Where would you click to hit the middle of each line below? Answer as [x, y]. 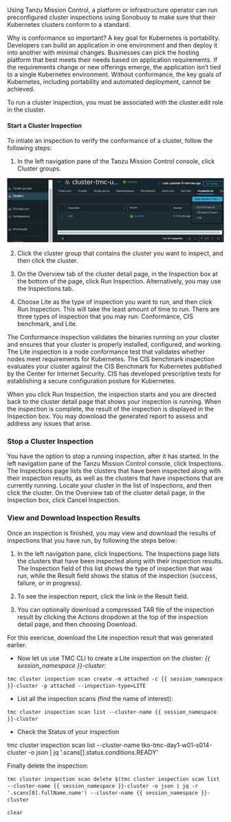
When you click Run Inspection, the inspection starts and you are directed [112, 394]
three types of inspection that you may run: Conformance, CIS [105, 316]
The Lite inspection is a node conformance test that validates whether [106, 352]
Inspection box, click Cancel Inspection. [64, 500]
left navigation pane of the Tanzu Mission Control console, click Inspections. [115, 464]
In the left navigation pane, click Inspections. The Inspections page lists [118, 554]
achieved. [21, 89]
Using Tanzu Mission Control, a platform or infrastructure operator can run [112, 10]
